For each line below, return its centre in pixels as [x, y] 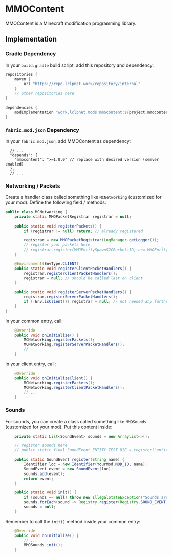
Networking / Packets [33, 186]
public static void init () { [46, 492]
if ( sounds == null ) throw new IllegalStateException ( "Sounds [91, 498]
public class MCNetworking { [36, 212]
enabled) [15, 164]
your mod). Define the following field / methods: [56, 202]
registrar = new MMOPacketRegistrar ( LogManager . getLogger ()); [91, 240]
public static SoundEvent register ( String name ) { [70, 460]
